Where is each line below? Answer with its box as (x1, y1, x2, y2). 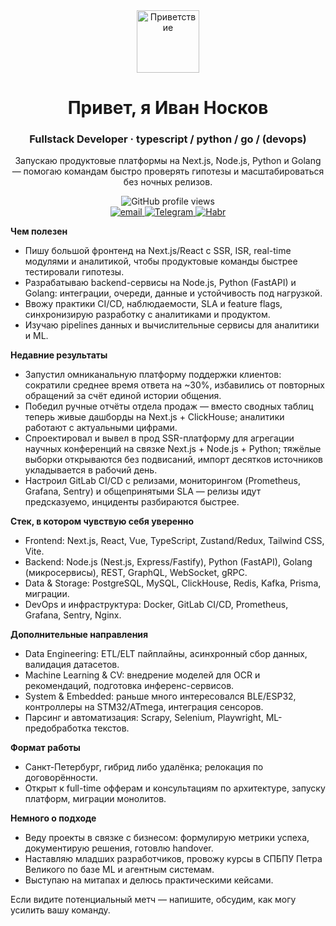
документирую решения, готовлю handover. (24, 842, 214, 854)
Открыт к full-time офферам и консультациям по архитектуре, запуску (24, 782, 326, 794)
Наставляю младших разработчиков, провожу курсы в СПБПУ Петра (24, 853, 323, 865)
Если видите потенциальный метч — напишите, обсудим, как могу (10, 894, 297, 906)
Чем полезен (10, 225, 68, 238)
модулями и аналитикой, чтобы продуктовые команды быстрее (24, 255, 298, 268)
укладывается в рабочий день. (24, 464, 158, 476)
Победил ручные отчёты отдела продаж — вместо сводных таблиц (24, 400, 314, 413)
